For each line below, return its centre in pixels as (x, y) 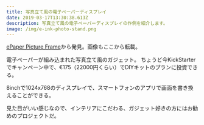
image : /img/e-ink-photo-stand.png (51, 29)
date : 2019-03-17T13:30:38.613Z (47, 18)
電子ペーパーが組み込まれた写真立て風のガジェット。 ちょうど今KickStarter (101, 60)
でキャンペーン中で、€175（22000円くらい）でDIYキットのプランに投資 (97, 67)
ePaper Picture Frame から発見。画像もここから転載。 (74, 47)
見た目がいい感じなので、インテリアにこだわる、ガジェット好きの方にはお (100, 108)
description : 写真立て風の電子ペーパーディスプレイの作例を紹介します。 (87, 23)
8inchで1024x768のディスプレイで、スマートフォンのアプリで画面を (92, 88)
